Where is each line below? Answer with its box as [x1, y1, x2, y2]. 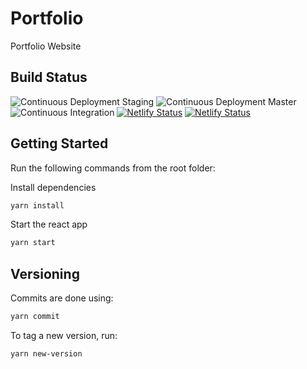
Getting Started [10, 135, 109, 152]
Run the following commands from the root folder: [10, 162, 216, 174]
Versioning [10, 265, 80, 282]
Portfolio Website [10, 40, 82, 52]
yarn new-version [10, 349, 83, 359]
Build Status [10, 69, 88, 86]
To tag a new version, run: [10, 330, 118, 341]
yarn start [10, 238, 56, 248]
